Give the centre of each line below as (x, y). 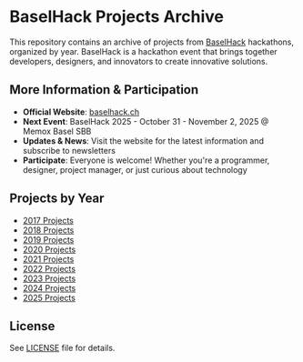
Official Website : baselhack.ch (81, 112)
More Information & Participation (104, 90)
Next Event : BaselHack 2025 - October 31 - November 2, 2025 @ (146, 121)
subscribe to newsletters (69, 150)
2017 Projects (48, 220)
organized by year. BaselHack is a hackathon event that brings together (143, 51)
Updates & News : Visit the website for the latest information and (143, 141)
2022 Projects (49, 268)
